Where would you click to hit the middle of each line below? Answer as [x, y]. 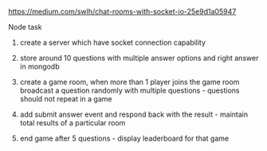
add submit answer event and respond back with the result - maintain [134, 114]
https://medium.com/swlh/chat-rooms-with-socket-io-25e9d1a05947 [122, 12]
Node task [25, 27]
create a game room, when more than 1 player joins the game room [130, 82]
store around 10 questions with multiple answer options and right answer [139, 58]
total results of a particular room [73, 123]
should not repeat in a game [66, 99]
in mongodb [39, 66]
